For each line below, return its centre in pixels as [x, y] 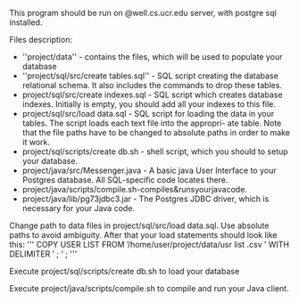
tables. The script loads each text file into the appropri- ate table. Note [152, 123]
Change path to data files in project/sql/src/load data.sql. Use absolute [139, 225]
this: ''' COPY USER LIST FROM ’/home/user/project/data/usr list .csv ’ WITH [149, 245]
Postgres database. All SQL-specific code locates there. [125, 180]
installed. [26, 22]
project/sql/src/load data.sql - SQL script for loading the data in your [148, 114]
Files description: [41, 40]
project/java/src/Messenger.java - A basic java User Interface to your [149, 170]
